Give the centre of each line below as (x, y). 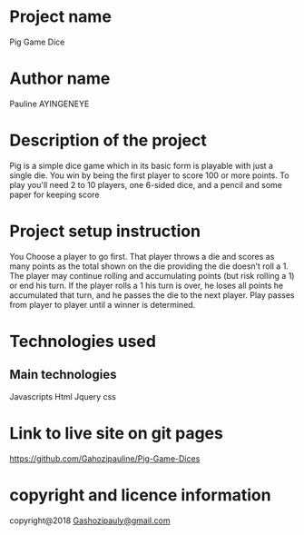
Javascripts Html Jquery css (63, 396)
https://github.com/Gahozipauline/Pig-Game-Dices (105, 458)
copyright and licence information (140, 495)
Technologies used (83, 341)
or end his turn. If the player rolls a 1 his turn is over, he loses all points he (147, 285)
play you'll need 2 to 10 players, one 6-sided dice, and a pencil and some (146, 184)
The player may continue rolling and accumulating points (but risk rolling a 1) (152, 275)
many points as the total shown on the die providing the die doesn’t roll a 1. (149, 266)
